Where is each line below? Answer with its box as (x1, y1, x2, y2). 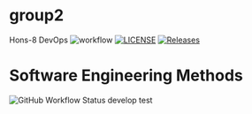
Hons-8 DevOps (9, 34, 69, 45)
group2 (9, 5, 65, 26)
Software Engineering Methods (9, 65, 243, 86)
